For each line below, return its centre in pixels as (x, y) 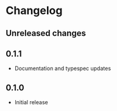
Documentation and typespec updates (62, 68)
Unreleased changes (46, 33)
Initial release (31, 102)
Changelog (34, 11)
